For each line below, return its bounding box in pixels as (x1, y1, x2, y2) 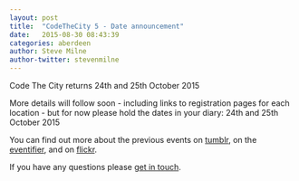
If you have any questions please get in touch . (9, 162, 181, 172)
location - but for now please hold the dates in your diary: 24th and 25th (9, 108, 279, 118)
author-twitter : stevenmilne (9, 55, 120, 64)
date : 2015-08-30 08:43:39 (9, 30, 120, 39)
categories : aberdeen (9, 38, 92, 48)
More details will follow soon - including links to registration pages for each (9, 98, 290, 109)
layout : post (9, 13, 59, 23)
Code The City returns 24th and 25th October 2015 (9, 81, 200, 90)
